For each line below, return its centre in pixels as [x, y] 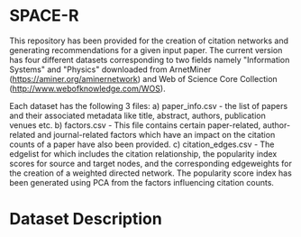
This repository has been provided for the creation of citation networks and [149, 41]
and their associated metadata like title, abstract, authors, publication [137, 115]
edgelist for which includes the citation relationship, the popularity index [143, 153]
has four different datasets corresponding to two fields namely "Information [150, 59]
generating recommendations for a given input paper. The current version [146, 50]
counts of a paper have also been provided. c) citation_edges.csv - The [142, 144]
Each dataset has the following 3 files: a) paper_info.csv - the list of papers [149, 105]
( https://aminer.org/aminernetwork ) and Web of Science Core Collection [143, 78]
